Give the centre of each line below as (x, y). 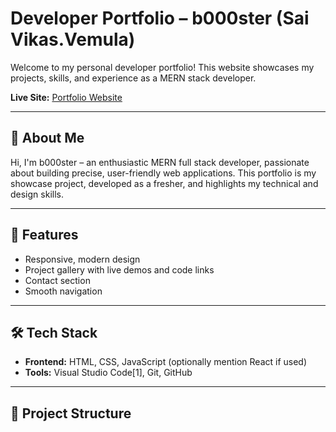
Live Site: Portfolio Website (66, 97)
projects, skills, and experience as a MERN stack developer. (133, 78)
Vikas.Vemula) (73, 39)
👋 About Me (47, 138)
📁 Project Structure (71, 413)
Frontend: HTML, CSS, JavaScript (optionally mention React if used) (166, 362)
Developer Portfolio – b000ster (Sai (160, 18)
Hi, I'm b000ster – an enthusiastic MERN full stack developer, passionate (160, 162)
